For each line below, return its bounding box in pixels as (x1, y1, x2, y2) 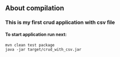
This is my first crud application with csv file (5, 19, 115, 26)
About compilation (5, 4, 64, 12)
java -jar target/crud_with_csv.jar (5, 47, 81, 52)
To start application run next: (5, 31, 67, 37)
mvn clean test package (5, 42, 55, 47)
